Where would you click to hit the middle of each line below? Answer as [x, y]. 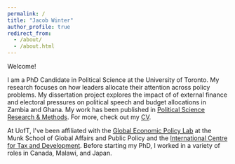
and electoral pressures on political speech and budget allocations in [107, 102]
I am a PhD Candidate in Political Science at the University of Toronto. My [113, 80]
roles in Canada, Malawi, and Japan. [60, 153]
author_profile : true [39, 27]
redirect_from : [29, 33]
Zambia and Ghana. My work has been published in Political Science [106, 110]
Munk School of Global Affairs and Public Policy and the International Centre [117, 138]
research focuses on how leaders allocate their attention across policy [109, 87]
